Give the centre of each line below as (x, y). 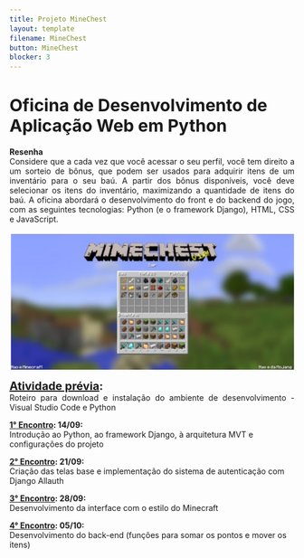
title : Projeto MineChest (58, 19)
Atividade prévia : (57, 386)
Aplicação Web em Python (119, 126)
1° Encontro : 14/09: (46, 424)
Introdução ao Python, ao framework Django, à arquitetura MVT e (131, 434)
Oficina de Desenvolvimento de (138, 106)
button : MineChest (44, 48)
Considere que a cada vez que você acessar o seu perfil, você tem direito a (152, 162)
